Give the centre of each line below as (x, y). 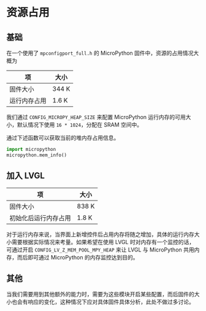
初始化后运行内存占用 (40, 218)
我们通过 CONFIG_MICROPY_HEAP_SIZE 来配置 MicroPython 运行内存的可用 (96, 117)
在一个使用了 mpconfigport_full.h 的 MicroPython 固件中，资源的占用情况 (100, 53)
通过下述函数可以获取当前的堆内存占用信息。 (63, 138)
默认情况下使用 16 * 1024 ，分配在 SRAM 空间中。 (80, 125)
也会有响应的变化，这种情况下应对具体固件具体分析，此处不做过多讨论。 (103, 302)
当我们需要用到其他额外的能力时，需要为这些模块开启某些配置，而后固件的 (100, 294)
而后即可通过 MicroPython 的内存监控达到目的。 (78, 257)
